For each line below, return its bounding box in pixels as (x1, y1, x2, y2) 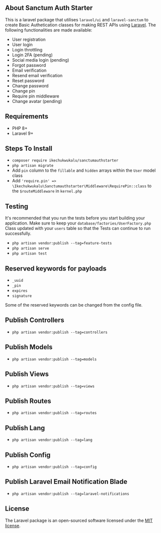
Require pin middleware (12, 93, 59, 99)
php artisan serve (12, 246, 49, 251)
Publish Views (5, 370, 49, 378)
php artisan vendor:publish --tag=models (12, 356, 97, 362)
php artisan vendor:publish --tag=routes (12, 411, 97, 416)
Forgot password (12, 62, 46, 68)
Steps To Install (5, 145, 53, 153)
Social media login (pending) (12, 57, 69, 63)
